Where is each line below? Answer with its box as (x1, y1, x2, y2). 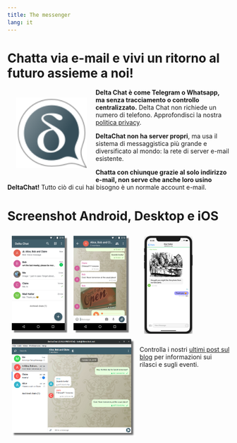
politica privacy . (95, 119, 142, 127)
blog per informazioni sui (140, 353, 212, 361)
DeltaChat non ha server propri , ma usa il (95, 132, 217, 140)
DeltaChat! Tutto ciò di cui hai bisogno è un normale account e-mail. (7, 183, 207, 192)
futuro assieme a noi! (7, 65, 134, 81)
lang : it (7, 18, 33, 26)
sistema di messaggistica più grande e (95, 140, 207, 148)
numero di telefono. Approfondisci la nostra (95, 111, 222, 119)
